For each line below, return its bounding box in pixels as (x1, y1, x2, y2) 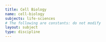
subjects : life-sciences (5, 16, 55, 21)
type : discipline (5, 29, 40, 34)
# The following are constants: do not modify (5, 20, 101, 26)
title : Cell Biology (5, 7, 47, 12)
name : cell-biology (5, 12, 45, 16)
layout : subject (5, 25, 38, 30)
